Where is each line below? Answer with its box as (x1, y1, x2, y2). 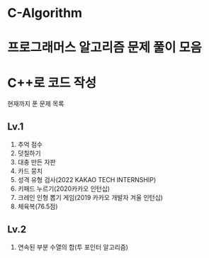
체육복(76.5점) (17, 202, 58, 211)
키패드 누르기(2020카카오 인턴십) (17, 184, 111, 193)
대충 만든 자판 (17, 158, 56, 167)
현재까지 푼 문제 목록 (7, 99, 64, 108)
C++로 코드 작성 (7, 74, 97, 91)
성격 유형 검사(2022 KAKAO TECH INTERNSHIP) (17, 176, 157, 184)
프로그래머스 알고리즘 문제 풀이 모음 (7, 40, 202, 56)
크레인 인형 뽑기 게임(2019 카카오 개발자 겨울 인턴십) (17, 193, 163, 202)
